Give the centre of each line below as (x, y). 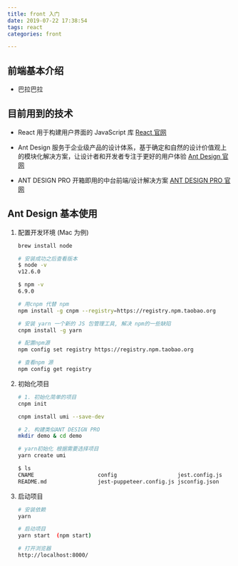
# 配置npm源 (34, 343)
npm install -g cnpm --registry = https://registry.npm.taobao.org (117, 310)
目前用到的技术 (40, 114)
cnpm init (32, 404)
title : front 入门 (33, 14)
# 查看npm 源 (35, 363)
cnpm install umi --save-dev (61, 416)
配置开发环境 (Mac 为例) (53, 232)
